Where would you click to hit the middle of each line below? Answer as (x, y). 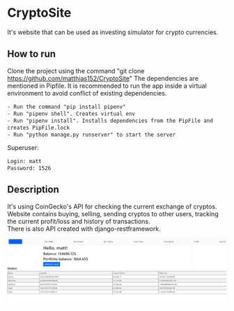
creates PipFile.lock (39, 128)
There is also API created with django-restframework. (84, 229)
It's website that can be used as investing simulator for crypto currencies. (113, 32)
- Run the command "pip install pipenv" (67, 107)
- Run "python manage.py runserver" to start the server (92, 135)
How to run (32, 54)
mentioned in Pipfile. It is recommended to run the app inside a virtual (107, 86)
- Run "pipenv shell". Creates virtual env (71, 114)
